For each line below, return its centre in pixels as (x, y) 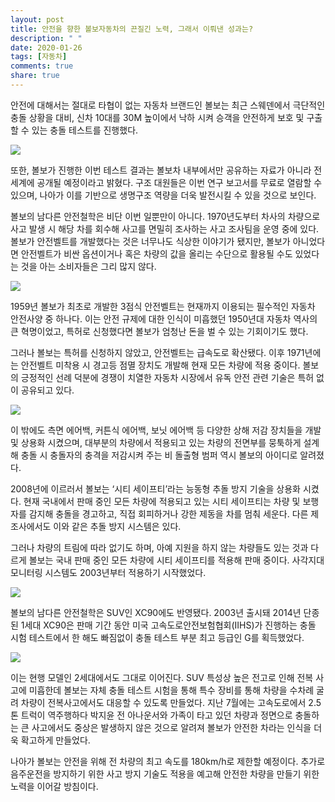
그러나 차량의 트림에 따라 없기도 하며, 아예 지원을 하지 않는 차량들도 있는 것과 (159, 547)
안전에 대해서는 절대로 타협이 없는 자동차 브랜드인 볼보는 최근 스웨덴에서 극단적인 (168, 105)
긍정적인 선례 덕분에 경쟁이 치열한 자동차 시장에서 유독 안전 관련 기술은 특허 (167, 377)
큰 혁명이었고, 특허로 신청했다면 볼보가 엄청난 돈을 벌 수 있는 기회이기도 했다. (159, 331)
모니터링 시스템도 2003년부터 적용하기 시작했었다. (108, 572)
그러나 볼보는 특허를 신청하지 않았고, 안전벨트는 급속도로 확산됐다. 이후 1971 (157, 352)
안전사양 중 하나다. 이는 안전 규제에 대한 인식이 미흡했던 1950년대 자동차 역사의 (164, 318)
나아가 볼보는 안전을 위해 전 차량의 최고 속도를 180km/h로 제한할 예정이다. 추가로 (168, 761)
